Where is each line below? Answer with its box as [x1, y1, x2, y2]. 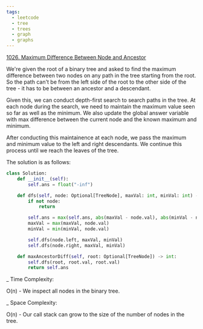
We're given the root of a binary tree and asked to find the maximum [6, 65, 176, 73]
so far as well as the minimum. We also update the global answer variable [6, 110, 189, 116]
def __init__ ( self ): [17, 176, 69, 182]
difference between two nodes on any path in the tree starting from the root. [6, 72, 196, 79]
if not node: [28, 198, 61, 204]
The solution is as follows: [6, 159, 71, 165]
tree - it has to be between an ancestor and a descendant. [6, 85, 151, 91]
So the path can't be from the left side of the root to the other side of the [6, 78, 187, 85]
